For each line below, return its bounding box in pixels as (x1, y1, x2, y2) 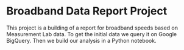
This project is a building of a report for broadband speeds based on (6, 24, 179, 31)
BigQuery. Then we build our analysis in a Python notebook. (6, 37, 157, 44)
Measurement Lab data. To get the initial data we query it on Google (6, 30, 177, 37)
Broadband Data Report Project (6, 4, 168, 18)
